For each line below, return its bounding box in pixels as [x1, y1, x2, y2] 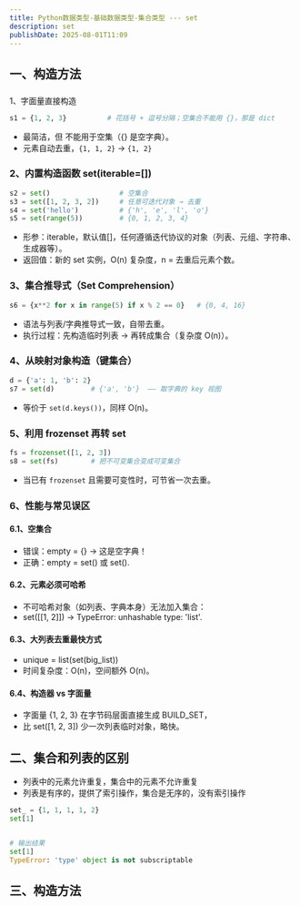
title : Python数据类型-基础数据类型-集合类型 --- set [9, 13, 198, 23]
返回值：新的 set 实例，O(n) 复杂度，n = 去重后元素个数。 [22, 254, 240, 265]
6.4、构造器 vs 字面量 [9, 687, 92, 698]
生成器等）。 [22, 243, 67, 254]
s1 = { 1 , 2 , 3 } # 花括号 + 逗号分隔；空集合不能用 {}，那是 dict [9, 113, 275, 123]
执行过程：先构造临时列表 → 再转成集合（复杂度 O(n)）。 [22, 330, 234, 341]
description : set [9, 22, 75, 31]
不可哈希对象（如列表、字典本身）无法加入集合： [22, 601, 206, 612]
